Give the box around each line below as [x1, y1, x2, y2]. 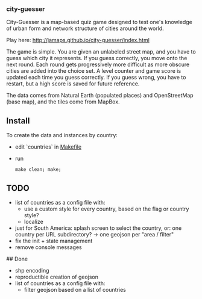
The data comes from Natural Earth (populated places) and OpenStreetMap [6, 92, 194, 99]
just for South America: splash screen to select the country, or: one [14, 224, 182, 232]
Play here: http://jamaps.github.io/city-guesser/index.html [6, 37, 150, 44]
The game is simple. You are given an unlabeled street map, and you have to [6, 48, 196, 55]
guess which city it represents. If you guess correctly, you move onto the [6, 55, 188, 62]
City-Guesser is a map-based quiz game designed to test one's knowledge [6, 19, 193, 26]
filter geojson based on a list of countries [24, 286, 127, 293]
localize [24, 218, 43, 225]
